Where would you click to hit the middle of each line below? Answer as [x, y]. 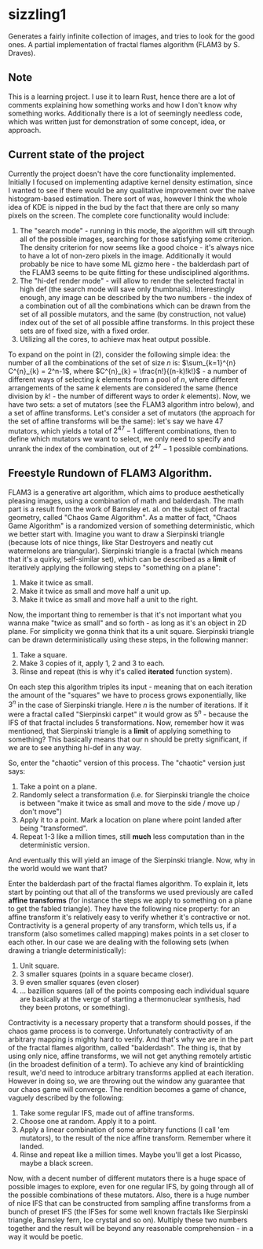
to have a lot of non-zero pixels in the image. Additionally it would [125, 255]
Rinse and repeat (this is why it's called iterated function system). [126, 671]
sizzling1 [37, 15]
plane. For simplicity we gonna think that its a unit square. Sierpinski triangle [131, 631]
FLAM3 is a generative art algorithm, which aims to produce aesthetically [126, 492]
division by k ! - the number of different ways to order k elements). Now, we [130, 396]
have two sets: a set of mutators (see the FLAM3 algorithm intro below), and [131, 404]
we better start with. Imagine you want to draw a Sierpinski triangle [117, 534]
